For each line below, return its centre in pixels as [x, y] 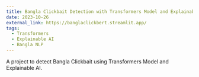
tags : [13, 28]
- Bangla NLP [28, 45]
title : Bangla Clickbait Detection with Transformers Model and [87, 12]
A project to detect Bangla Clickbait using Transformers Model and [87, 61]
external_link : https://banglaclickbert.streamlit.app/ [76, 23]
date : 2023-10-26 [28, 17]
